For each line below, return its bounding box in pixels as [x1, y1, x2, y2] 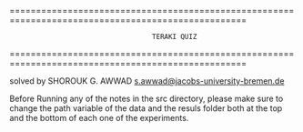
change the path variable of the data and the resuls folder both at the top [9, 103, 283, 114]
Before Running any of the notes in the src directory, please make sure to [9, 93, 284, 104]
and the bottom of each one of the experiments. [9, 113, 189, 123]
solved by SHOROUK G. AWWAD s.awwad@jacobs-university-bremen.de [9, 76, 285, 86]
